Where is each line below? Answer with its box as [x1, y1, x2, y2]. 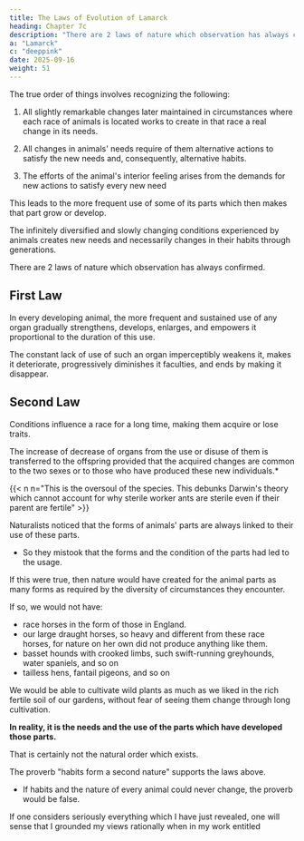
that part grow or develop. [9, 207, 107, 218]
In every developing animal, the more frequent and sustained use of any [9, 312, 278, 323]
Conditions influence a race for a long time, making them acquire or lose [9, 418, 279, 429]
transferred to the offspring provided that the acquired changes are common [9, 455, 295, 466]
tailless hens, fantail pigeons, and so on [22, 667, 170, 678]
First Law [9, 288, 62, 304]
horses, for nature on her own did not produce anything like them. [22, 638, 269, 649]
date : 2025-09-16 [9, 55, 75, 64]
